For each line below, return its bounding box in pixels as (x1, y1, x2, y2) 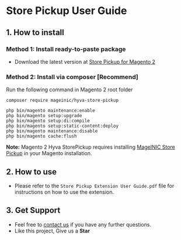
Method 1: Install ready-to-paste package (6, 45, 126, 53)
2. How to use (6, 167, 57, 177)
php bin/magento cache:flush (6, 133, 77, 139)
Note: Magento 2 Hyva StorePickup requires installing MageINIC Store (6, 143, 175, 150)
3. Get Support (6, 205, 61, 215)
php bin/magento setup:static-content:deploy (6, 123, 119, 129)
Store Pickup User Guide (6, 4, 127, 18)
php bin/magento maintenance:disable (6, 128, 98, 134)
